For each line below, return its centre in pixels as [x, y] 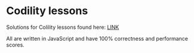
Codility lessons [47, 11]
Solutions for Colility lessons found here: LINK [63, 27]
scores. [16, 45]
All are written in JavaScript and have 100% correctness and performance [97, 38]
